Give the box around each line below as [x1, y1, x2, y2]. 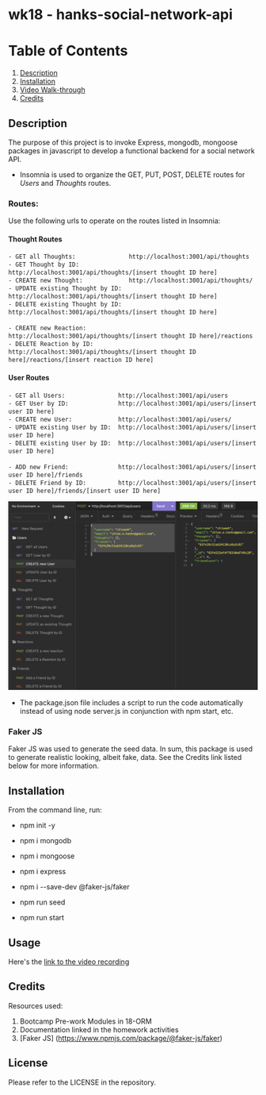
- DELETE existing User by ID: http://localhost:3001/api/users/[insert [8, 439, 257, 447]
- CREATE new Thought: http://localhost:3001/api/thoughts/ [8, 276, 253, 285]
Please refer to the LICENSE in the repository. [8, 1078, 157, 1087]
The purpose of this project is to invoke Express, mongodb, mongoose [8, 137, 238, 147]
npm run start [19, 913, 65, 923]
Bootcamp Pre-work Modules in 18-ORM [19, 1016, 152, 1026]
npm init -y [19, 820, 55, 831]
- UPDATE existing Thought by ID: [8, 284, 123, 293]
